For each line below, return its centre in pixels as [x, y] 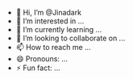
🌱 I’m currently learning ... [59, 29]
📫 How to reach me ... [53, 47]
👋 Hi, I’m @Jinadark [49, 12]
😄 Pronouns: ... [42, 59]
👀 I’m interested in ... [50, 21]
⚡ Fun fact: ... [38, 68]
